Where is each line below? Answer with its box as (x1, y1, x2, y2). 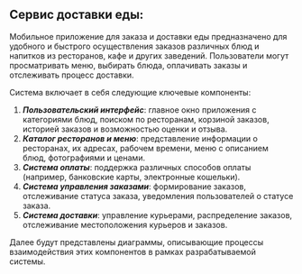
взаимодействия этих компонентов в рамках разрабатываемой (9, 246, 257, 257)
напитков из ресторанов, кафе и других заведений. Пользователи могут (9, 50, 289, 61)
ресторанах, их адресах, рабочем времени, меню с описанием (22, 142, 269, 153)
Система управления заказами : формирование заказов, (22, 180, 246, 192)
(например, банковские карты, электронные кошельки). (22, 171, 241, 182)
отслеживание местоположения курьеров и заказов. (22, 219, 228, 230)
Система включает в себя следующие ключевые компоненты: (9, 87, 252, 97)
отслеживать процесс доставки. (9, 69, 134, 80)
